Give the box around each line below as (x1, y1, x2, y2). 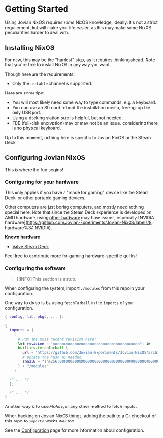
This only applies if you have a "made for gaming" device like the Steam (5, 189, 149, 195)
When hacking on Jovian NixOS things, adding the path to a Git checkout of (5, 413, 156, 419)
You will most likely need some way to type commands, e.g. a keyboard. (12, 99, 157, 105)
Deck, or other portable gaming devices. (5, 195, 86, 201)
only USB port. (12, 109, 42, 115)
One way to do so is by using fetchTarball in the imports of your (5, 300, 134, 306)
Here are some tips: (5, 90, 45, 95)
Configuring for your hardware (5, 178, 79, 185)
